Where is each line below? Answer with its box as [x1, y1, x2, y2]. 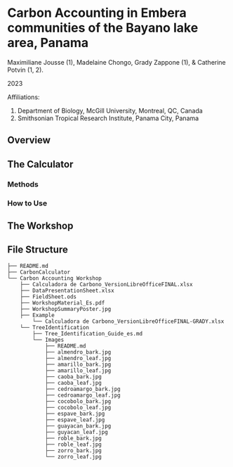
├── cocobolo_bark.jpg [44, 397, 112, 405]
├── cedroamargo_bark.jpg [44, 385, 121, 392]
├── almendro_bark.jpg [44, 348, 112, 356]
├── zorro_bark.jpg [44, 447, 102, 454]
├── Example [20, 312, 55, 319]
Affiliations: [7, 93, 40, 101]
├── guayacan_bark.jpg [44, 422, 112, 430]
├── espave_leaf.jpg [44, 416, 105, 423]
